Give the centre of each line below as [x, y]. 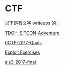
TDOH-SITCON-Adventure [32, 33]
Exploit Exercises [23, 52]
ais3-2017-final [21, 62]
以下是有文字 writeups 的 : [32, 23]
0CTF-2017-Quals [24, 42]
